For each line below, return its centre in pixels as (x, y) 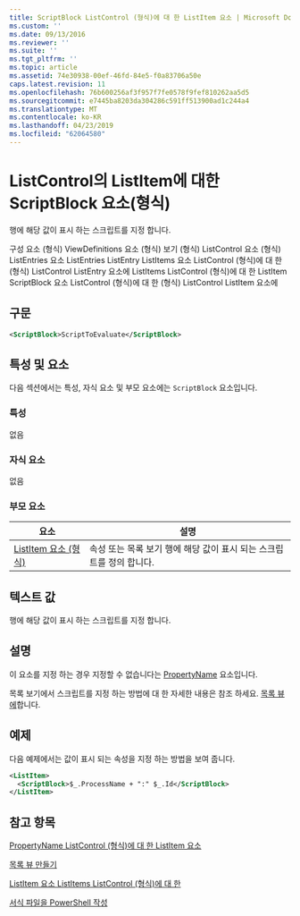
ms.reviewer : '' (39, 42)
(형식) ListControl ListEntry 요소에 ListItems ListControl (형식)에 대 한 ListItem (148, 271)
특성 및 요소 (39, 365)
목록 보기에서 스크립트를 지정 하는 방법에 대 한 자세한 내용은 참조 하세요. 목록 (142, 693)
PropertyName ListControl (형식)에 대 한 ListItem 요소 (105, 845)
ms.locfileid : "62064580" (57, 134)
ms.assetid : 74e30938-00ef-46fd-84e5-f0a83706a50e (105, 76)
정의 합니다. (131, 563)
